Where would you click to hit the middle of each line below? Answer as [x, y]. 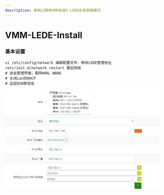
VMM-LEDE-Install [44, 35]
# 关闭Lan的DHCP [21, 78]
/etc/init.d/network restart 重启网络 [43, 68]
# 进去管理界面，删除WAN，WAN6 [33, 73]
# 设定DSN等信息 [20, 84]
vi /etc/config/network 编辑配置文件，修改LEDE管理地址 [58, 63]
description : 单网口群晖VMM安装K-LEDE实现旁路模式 [53, 10]
